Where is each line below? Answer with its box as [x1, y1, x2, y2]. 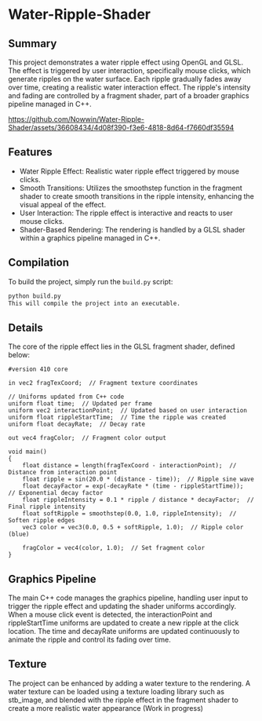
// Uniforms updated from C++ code [8, 393, 125, 401]
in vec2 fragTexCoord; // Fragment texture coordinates [8, 379, 198, 387]
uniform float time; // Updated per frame [8, 400, 153, 408]
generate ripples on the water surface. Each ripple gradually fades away [8, 75, 242, 83]
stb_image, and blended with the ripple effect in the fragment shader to [8, 695, 239, 705]
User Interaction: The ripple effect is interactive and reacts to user [19, 208, 233, 218]
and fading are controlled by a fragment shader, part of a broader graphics [8, 91, 249, 100]
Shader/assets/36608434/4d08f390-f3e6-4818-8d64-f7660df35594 [8, 123, 235, 132]
